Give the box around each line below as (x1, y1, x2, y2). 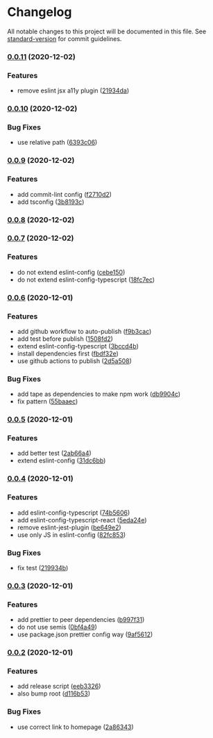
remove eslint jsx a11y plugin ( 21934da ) (17, 86, 130, 95)
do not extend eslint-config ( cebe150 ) (17, 268, 126, 276)
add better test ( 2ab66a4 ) (17, 449, 92, 458)
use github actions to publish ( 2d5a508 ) (17, 356, 132, 365)
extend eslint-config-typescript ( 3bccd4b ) (17, 342, 139, 350)
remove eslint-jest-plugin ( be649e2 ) (17, 523, 121, 531)
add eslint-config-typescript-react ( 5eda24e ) (17, 515, 147, 524)
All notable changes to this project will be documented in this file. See (7, 27, 207, 35)
